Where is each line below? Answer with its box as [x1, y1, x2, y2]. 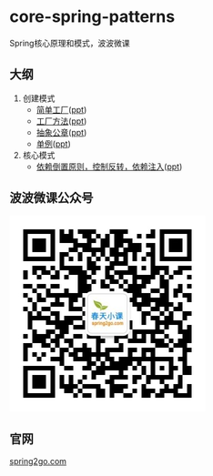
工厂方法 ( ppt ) [35, 116, 87, 127]
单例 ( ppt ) [35, 138, 71, 149]
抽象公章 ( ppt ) [35, 127, 87, 137]
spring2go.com [9, 456, 66, 467]
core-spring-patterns [9, 6, 176, 27]
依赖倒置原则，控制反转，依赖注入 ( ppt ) [35, 161, 183, 172]
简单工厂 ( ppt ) [35, 104, 87, 115]
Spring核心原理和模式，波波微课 [9, 37, 130, 48]
